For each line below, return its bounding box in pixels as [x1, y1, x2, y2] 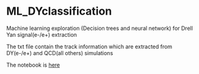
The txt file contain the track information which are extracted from [6, 43, 173, 50]
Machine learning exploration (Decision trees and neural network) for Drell [6, 24, 194, 32]
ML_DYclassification [6, 4, 112, 18]
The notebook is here [6, 61, 60, 68]
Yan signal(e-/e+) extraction [6, 31, 78, 38]
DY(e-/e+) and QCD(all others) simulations [6, 49, 114, 56]
